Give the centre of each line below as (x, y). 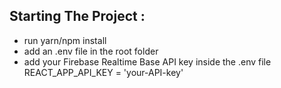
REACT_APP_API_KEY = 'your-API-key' (103, 72)
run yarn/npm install (65, 40)
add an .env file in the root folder (91, 51)
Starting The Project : (77, 16)
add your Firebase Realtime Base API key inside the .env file (147, 61)
